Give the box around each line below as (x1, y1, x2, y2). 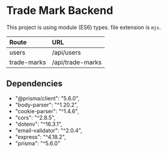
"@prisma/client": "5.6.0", (15, 94, 80, 102)
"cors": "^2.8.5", (15, 114, 56, 121)
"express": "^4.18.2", (15, 133, 66, 140)
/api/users (52, 48, 81, 56)
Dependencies (6, 79, 63, 89)
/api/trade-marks (52, 58, 102, 67)
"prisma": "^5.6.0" (15, 140, 61, 147)
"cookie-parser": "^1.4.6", (15, 107, 79, 115)
